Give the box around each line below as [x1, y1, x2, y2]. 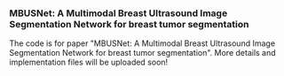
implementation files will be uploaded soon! [9, 57, 169, 68]
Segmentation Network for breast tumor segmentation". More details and [9, 48, 277, 58]
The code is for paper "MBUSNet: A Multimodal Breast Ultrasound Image [9, 38, 276, 49]
